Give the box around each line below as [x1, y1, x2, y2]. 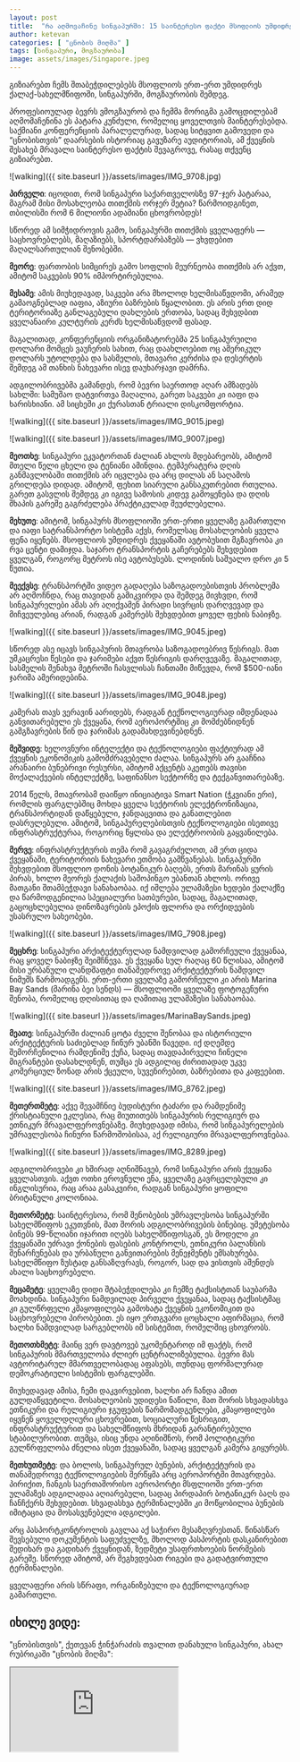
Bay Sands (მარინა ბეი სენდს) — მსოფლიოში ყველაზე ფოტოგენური [9, 983, 270, 994]
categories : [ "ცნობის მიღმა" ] [9, 38, 129, 47]
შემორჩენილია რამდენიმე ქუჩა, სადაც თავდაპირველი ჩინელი [9, 1047, 247, 1057]
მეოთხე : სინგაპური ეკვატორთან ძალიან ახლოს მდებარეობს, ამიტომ [9, 451, 272, 461]
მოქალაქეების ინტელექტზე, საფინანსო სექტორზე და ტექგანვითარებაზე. [9, 771, 286, 782]
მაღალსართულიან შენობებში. [9, 243, 124, 254]
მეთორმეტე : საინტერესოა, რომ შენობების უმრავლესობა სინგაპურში [9, 1210, 270, 1220]
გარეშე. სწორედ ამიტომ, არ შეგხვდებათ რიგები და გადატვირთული [9, 1553, 269, 1563]
